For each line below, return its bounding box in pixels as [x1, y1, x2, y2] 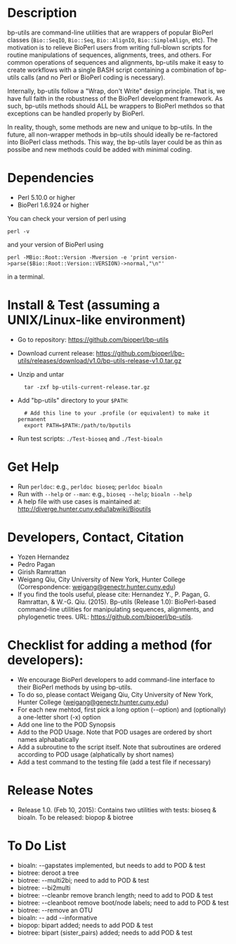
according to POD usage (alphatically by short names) [17, 750, 174, 758]
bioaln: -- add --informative [17, 913, 98, 921]
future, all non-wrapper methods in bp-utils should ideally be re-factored [7, 130, 218, 139]
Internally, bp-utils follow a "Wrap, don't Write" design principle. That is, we [7, 87, 225, 95]
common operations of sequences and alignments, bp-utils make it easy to [7, 58, 224, 66]
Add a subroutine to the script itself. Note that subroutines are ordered [17, 743, 221, 751]
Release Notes [7, 782, 93, 798]
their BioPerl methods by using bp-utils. [17, 683, 133, 691]
